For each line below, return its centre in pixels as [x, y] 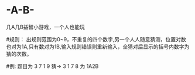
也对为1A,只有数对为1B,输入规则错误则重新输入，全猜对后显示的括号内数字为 [98, 47]
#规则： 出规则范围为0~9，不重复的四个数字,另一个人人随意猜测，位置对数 [96, 39]
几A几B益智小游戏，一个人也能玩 [45, 27]
